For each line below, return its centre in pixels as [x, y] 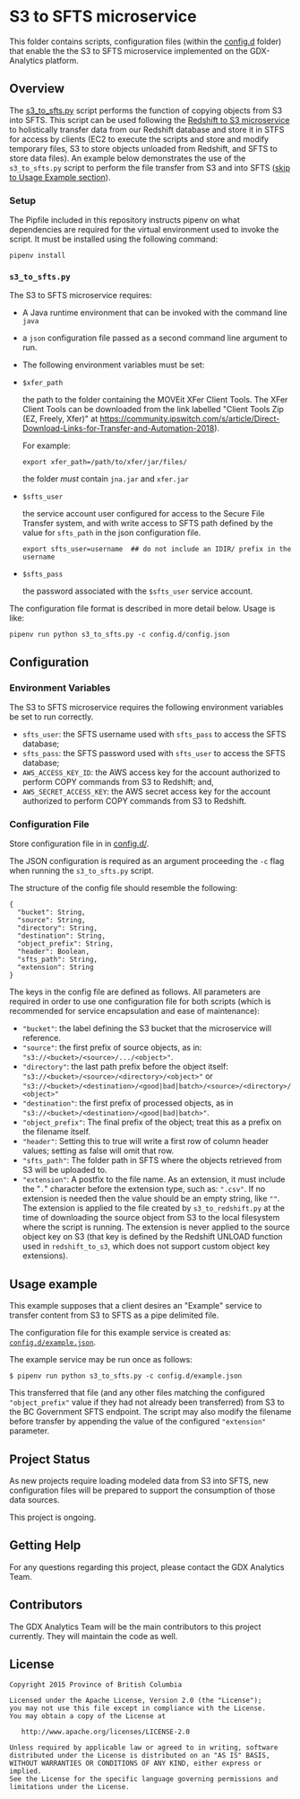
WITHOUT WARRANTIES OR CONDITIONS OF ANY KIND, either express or [136, 1764]
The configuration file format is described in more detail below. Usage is [142, 609]
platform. [62, 60]
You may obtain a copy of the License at [88, 1716]
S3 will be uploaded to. [64, 1170]
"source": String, [52, 921]
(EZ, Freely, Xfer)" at [60, 419]
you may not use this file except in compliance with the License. [138, 1708]
